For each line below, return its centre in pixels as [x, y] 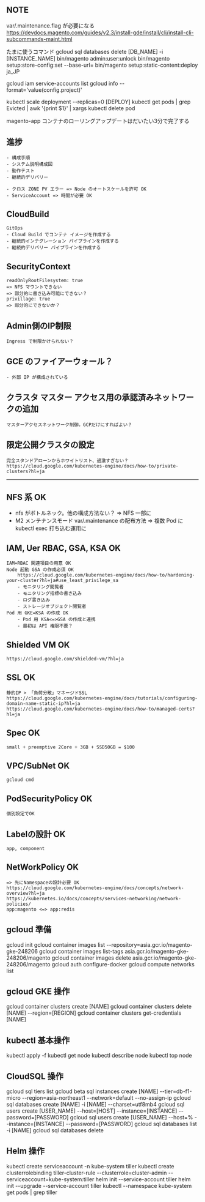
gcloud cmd [20, 780]
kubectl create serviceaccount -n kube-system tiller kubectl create [91, 1166]
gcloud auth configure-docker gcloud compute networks [123, 964]
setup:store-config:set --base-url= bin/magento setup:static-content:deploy [102, 65]
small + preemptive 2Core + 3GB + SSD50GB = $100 [71, 747]
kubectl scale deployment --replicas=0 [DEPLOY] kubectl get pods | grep [99, 102]
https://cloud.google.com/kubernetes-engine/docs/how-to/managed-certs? [101, 709]
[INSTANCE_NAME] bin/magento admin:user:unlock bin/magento [88, 58]
